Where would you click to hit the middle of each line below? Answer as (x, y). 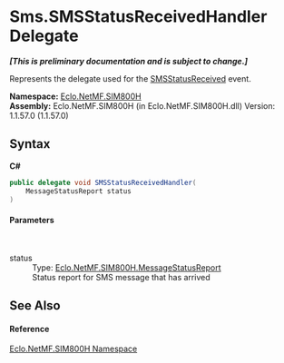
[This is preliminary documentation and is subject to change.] (128, 61)
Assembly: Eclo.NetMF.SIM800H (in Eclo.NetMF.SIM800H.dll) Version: (142, 105)
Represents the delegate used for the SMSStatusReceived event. (130, 78)
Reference (29, 329)
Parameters (32, 220)
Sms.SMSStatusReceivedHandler (138, 17)
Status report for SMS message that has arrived (121, 277)
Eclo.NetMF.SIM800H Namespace (73, 349)
